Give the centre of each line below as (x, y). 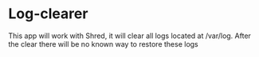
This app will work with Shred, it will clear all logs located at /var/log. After (129, 36)
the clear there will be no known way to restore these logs (104, 44)
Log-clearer (48, 14)
